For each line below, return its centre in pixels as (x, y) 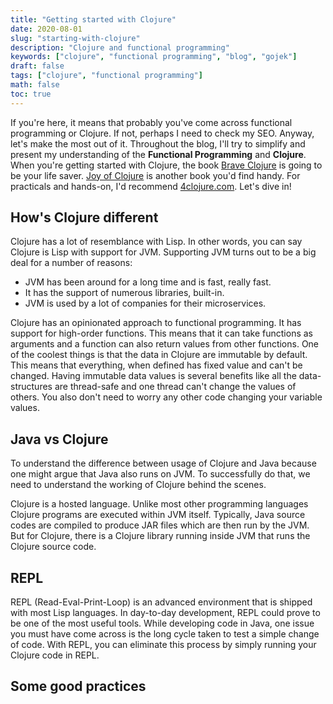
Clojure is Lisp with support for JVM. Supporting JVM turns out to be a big (163, 252)
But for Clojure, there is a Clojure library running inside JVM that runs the (160, 536)
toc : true (31, 94)
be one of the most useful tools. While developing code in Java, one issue (162, 623)
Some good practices (78, 686)
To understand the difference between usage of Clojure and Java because (163, 463)
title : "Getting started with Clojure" (93, 19)
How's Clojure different (84, 217)
